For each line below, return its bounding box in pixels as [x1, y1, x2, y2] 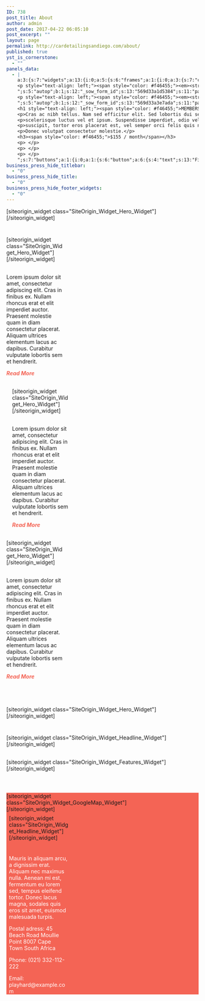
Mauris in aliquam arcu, [9, 854, 68, 862]
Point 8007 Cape [9, 937, 51, 945]
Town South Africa [9, 944, 56, 952]
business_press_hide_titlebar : [6, 163, 86, 169]
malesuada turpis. [9, 913, 54, 920]
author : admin [6, 20, 43, 26]
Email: [9, 974, 24, 981]
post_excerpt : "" [6, 32, 51, 38]
